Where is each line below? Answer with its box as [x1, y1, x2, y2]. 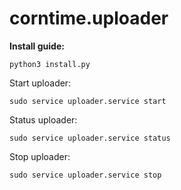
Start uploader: [9, 77, 72, 89]
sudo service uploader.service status [9, 133, 171, 143]
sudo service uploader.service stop [9, 170, 162, 180]
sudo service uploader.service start [9, 96, 167, 106]
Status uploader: [9, 113, 78, 126]
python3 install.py [9, 59, 91, 69]
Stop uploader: [9, 150, 71, 162]
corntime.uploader [9, 7, 169, 30]
